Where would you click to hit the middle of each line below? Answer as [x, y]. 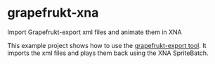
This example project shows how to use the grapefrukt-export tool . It [107, 45]
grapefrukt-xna [53, 13]
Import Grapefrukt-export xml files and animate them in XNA [95, 32]
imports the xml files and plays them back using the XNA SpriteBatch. [108, 53]
